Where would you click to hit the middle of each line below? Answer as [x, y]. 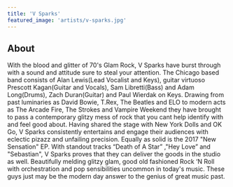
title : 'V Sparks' [34, 14]
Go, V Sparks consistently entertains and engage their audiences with [108, 132]
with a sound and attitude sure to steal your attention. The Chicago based [113, 73]
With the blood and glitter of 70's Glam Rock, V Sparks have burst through [114, 65]
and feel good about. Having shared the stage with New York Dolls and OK [115, 125]
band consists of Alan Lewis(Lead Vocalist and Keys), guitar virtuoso [106, 80]
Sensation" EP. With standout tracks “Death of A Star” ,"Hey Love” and [109, 147]
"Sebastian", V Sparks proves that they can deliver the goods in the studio [114, 154]
